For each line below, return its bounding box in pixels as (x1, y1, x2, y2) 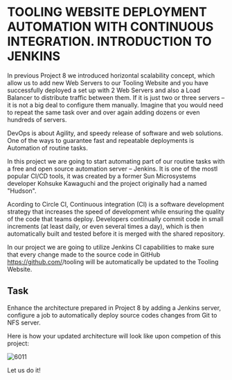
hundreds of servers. (7, 115, 67, 123)
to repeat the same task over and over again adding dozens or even (7, 108, 200, 116)
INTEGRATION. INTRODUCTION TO (7, 34, 213, 49)
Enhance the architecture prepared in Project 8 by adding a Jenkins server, (7, 303, 222, 312)
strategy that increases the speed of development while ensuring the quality (7, 207, 225, 216)
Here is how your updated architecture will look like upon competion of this (7, 331, 222, 340)
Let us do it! (7, 365, 42, 374)
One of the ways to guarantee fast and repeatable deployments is (7, 136, 195, 144)
